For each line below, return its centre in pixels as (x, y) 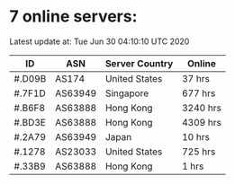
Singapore (127, 93)
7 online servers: (73, 17)
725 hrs (199, 152)
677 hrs (199, 93)
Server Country (139, 63)
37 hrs (195, 78)
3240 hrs (202, 108)
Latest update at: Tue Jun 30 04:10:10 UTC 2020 (99, 41)
